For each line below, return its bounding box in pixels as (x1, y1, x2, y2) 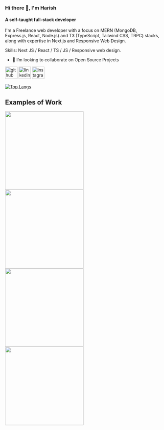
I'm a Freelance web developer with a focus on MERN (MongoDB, (5, 27, 137, 33)
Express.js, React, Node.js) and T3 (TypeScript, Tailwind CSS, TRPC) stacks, (5, 33, 160, 39)
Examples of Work (5, 98, 62, 106)
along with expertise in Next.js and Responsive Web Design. (5, 38, 126, 44)
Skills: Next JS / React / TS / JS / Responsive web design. (5, 48, 121, 53)
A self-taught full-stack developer (5, 17, 76, 23)
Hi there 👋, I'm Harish (5, 4, 57, 11)
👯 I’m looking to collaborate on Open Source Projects (12, 57, 119, 63)
